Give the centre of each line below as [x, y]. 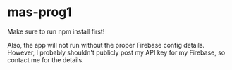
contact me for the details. [45, 59]
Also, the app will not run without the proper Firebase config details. [106, 45]
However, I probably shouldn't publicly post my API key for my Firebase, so [116, 52]
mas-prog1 [39, 12]
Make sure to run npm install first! [56, 31]
